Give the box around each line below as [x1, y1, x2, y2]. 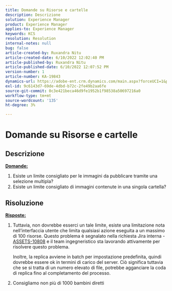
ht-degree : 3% [5, 103, 36, 108]
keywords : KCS [5, 31, 36, 36]
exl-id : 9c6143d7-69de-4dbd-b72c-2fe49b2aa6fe [5, 83, 106, 88]
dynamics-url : [5, 79, 36, 84]
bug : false [5, 46, 29, 51]
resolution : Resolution [5, 36, 56, 41]
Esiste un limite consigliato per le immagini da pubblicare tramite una [12, 173, 158, 179]
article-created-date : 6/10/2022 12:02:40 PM [5, 55, 104, 60]
